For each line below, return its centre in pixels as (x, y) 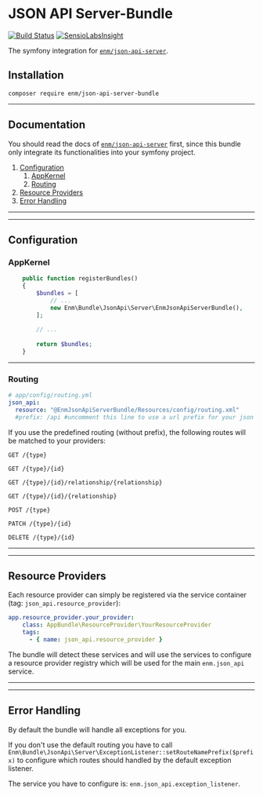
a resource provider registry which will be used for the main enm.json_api (126, 663)
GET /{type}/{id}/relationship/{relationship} (85, 482)
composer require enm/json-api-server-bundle (83, 93)
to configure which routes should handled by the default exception (124, 760)
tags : (31, 633)
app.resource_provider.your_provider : (71, 618)
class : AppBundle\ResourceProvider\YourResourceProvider (117, 625)
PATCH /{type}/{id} (40, 524)
